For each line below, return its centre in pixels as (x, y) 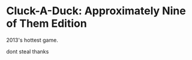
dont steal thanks (28, 51)
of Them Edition (46, 23)
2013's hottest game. (32, 40)
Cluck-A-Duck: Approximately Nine (96, 11)
